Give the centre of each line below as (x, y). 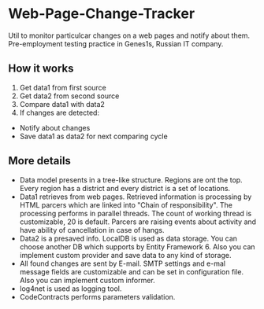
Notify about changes (55, 127)
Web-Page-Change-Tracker (102, 14)
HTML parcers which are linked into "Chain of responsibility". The (126, 204)
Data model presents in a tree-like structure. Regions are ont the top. (131, 180)
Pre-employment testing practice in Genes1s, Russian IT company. (116, 43)
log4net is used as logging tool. (71, 289)
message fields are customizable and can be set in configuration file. (132, 271)
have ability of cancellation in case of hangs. (92, 230)
